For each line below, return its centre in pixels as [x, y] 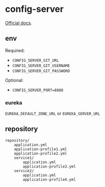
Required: [15, 50]
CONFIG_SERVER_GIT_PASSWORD [41, 71]
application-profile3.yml [50, 166]
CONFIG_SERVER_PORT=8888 [38, 90]
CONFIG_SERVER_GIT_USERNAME [41, 65]
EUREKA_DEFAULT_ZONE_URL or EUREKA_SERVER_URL [52, 114]
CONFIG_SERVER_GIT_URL [35, 61]
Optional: [14, 80]
